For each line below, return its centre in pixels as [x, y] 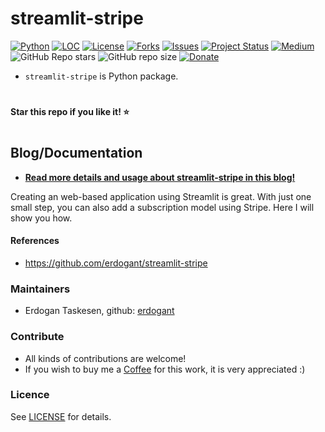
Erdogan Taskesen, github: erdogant [99, 311]
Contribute [37, 337]
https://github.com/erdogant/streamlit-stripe [116, 263]
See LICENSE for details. [61, 416]
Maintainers [40, 289]
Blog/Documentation [76, 153]
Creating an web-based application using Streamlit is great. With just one [161, 196]
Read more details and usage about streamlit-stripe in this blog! [160, 177]
